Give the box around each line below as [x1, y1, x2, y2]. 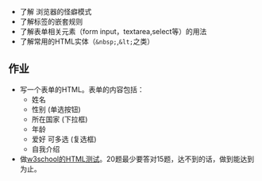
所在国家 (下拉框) [31, 114, 88, 124]
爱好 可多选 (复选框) [31, 134, 97, 144]
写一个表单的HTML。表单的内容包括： [19, 84, 144, 94]
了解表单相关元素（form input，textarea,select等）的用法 [19, 27, 207, 36]
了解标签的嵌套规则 [19, 17, 83, 26]
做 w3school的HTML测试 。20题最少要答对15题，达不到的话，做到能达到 [19, 154, 255, 164]
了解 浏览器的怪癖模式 [19, 7, 92, 16]
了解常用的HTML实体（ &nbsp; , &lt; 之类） [19, 37, 155, 46]
